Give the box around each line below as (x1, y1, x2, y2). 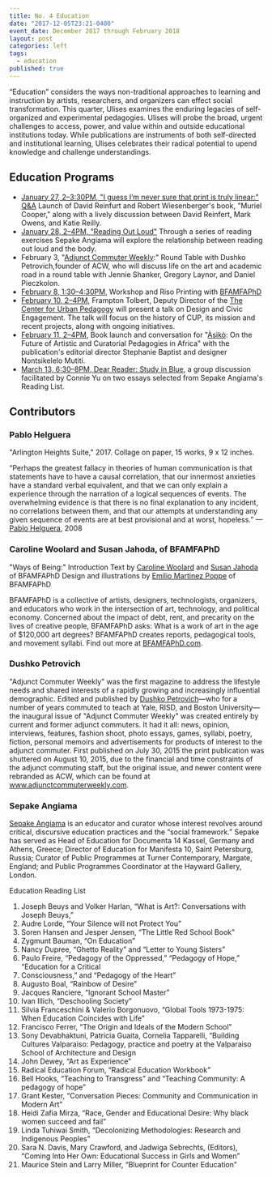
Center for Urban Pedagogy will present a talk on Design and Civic (20, 304, 244, 313)
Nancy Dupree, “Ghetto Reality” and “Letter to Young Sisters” (20, 945, 226, 954)
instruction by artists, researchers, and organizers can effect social (9, 95, 233, 105)
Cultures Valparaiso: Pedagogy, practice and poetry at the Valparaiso (20, 1039, 252, 1049)
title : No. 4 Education (9, 11, 90, 20)
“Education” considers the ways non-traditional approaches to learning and (9, 87, 261, 96)
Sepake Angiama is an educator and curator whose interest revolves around (9, 819, 262, 829)
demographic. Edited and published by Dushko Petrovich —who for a (9, 693, 238, 703)
